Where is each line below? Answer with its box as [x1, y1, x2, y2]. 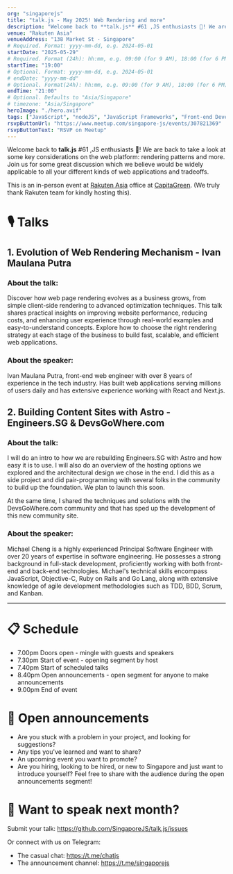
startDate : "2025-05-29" [7, 49, 79, 56]
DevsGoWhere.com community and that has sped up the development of [7, 504, 216, 513]
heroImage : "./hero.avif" [7, 107, 82, 114]
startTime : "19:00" [7, 62, 64, 69]
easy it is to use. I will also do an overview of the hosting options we [7, 461, 202, 470]
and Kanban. [7, 588, 44, 597]
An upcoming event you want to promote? [17, 755, 137, 764]
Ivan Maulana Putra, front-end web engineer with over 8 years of [7, 371, 193, 379]
